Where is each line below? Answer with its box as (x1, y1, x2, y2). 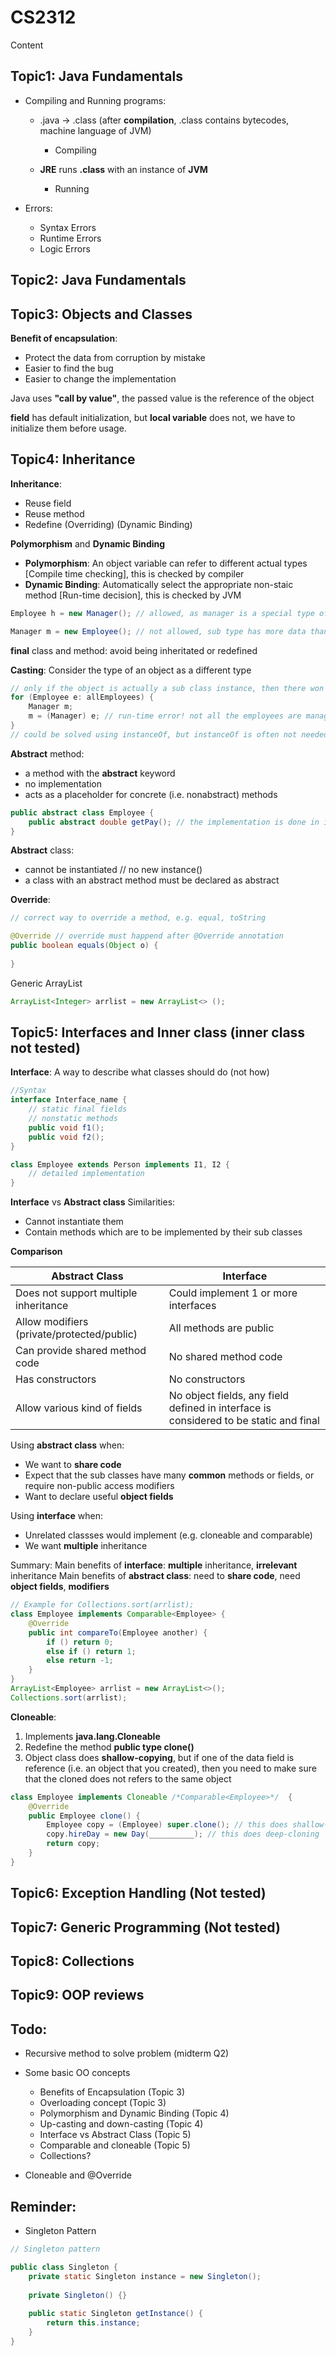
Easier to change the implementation (24, 372, 177, 385)
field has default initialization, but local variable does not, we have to (10, 411, 296, 423)
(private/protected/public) (15, 1327, 138, 1341)
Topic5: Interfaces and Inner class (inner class (10, 1024, 306, 1041)
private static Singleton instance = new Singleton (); (28, 2271, 262, 2281)
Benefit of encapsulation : (10, 332, 118, 344)
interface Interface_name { (10, 1095, 128, 1105)
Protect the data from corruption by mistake (24, 351, 206, 363)
